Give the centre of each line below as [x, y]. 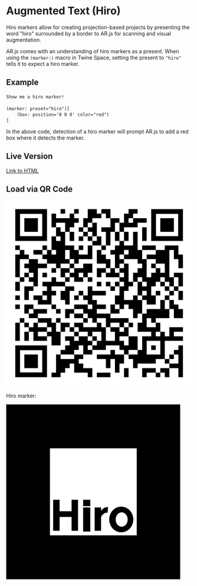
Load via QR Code [40, 189]
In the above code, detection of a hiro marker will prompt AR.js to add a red [97, 131]
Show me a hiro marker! [35, 97]
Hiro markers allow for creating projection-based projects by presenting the [98, 27]
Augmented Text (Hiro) [63, 11]
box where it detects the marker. [45, 138]
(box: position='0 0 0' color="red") [63, 114]
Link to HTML [22, 170]
